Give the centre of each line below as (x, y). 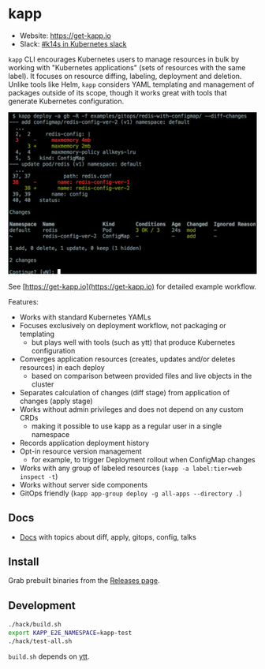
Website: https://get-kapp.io (65, 36)
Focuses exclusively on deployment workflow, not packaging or (123, 325)
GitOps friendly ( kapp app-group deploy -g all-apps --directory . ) (131, 493)
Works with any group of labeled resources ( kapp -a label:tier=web (131, 468)
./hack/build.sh (35, 625)
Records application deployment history (84, 443)
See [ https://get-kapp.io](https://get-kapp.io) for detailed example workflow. (132, 286)
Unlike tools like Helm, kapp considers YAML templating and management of (131, 84)
